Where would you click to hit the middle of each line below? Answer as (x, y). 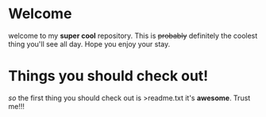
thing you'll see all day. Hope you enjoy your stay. (89, 43)
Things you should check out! (108, 76)
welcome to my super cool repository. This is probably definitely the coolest (133, 36)
